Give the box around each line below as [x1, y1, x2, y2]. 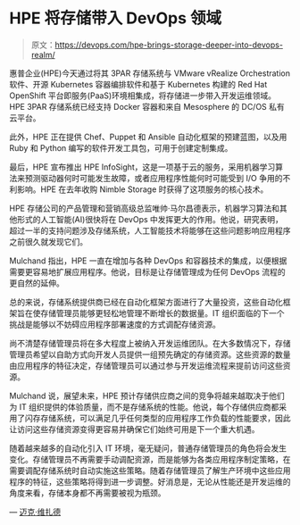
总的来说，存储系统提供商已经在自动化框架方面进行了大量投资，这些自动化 [9, 296, 283, 307]
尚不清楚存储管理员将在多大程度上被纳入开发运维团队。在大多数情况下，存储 [9, 337, 291, 348]
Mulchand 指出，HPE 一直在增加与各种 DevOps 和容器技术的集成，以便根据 [9, 255, 287, 266]
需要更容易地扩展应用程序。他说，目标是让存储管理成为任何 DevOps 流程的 [9, 266, 286, 277]
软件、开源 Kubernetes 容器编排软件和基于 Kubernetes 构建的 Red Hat [9, 79, 268, 89]
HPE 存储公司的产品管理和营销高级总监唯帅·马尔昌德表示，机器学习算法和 [9, 203, 279, 213]
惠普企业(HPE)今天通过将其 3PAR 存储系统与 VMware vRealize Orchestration [9, 68, 291, 79]
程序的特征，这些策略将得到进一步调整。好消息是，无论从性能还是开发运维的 [9, 476, 291, 487]
